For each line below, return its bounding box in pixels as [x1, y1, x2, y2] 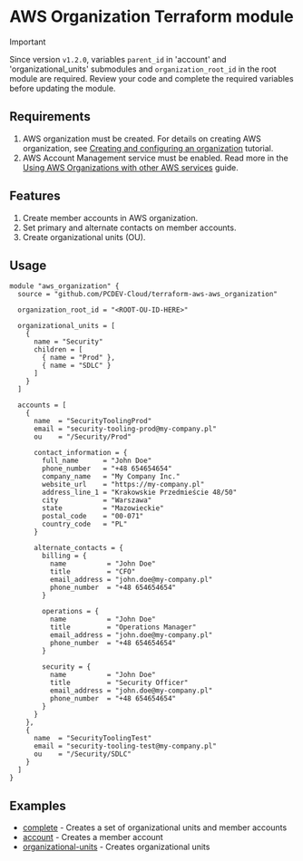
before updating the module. [9, 82, 116, 93]
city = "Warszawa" [42, 496, 152, 505]
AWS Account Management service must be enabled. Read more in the [22, 152, 288, 163]
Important [9, 36, 46, 47]
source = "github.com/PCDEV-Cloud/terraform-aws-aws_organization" [17, 290, 279, 299]
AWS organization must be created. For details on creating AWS [22, 133, 261, 144]
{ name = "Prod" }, [42, 353, 116, 363]
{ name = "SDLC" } [42, 361, 112, 371]
